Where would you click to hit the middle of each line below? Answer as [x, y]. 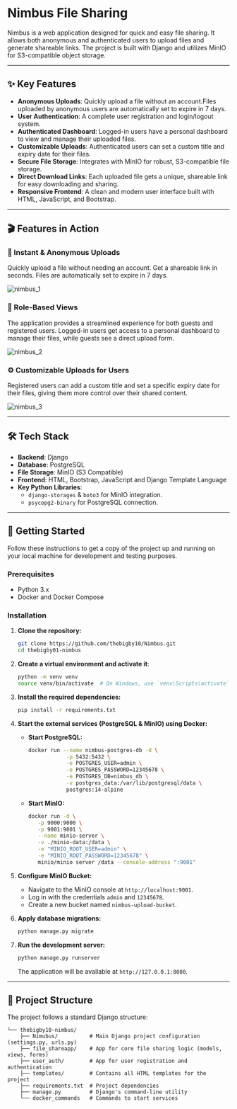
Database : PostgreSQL [51, 465]
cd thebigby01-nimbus [49, 650]
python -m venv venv [48, 677]
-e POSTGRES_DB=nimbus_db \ [107, 777]
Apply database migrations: [59, 918]
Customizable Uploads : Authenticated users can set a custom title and [121, 146]
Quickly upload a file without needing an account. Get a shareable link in [113, 268]
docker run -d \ [52, 816]
